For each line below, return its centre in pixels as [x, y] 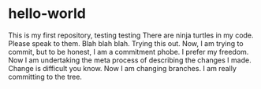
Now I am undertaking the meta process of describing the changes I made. [130, 60]
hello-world [47, 14]
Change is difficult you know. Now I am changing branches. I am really [122, 68]
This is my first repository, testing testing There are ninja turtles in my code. [131, 35]
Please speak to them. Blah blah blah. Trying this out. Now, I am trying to [126, 43]
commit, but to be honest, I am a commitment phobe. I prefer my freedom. [129, 52]
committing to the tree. [45, 77]
